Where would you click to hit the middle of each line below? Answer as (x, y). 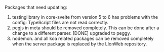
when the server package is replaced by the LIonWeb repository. (79, 44)
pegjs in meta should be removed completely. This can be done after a (86, 28)
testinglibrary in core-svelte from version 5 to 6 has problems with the (85, 17)
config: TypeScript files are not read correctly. (60, 22)
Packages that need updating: (36, 7)
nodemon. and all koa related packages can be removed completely (83, 38)
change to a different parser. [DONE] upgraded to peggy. (71, 33)
